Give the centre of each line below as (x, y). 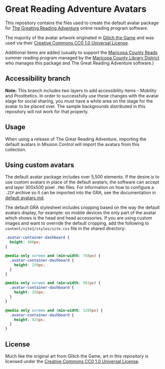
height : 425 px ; (30, 320)
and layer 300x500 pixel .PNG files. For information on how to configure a (80, 187)
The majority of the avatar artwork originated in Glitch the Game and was (80, 38)
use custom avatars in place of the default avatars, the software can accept (82, 182)
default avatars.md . (25, 198)
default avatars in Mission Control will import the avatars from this (72, 144)
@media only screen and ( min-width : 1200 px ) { (54, 310)
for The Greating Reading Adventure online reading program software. (77, 28)
